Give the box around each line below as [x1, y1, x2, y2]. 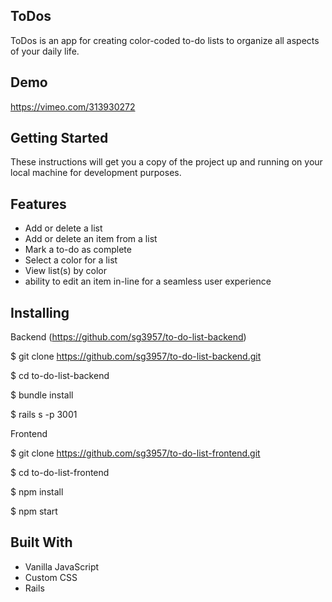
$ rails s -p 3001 [10, 409, 78, 421]
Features [10, 195, 67, 213]
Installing [10, 304, 70, 321]
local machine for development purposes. [10, 167, 182, 179]
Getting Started [10, 130, 109, 147]
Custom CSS [24, 571, 78, 583]
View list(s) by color [24, 265, 107, 277]
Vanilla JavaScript [24, 560, 100, 573]
